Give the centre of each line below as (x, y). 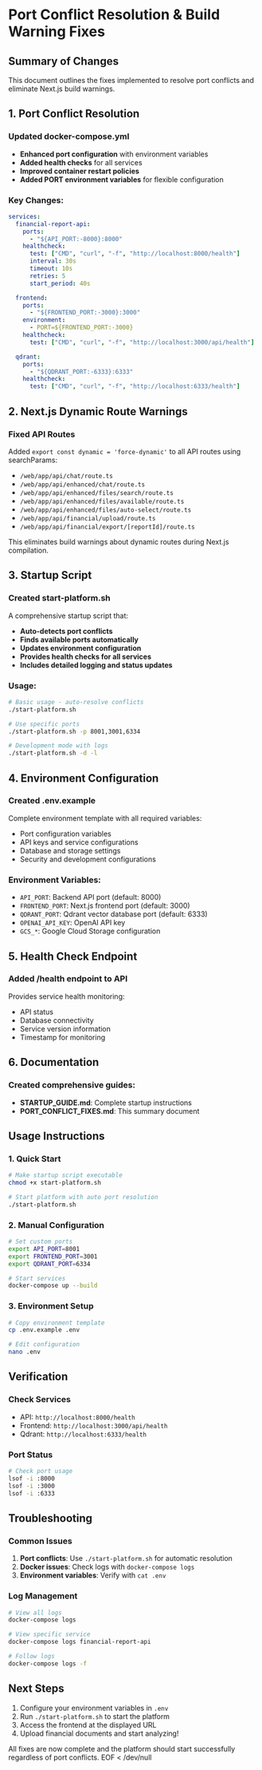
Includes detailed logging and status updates (96, 665)
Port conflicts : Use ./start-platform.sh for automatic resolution (126, 1558)
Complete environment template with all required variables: (105, 818)
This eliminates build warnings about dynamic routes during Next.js (119, 541)
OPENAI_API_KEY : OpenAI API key (72, 923)
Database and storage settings (70, 850)
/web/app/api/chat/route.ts (66, 476)
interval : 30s (53, 261)
